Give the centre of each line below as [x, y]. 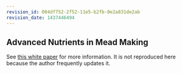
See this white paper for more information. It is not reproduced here [91, 57]
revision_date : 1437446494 [40, 18]
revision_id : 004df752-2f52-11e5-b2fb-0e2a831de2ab [73, 12]
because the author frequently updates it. [58, 63]
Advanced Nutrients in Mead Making [77, 42]
